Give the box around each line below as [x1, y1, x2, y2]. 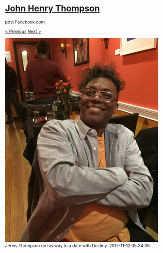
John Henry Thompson [5, 3, 100, 14]
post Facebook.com [5, 19, 45, 25]
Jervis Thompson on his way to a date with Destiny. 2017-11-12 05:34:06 [5, 242, 150, 248]
